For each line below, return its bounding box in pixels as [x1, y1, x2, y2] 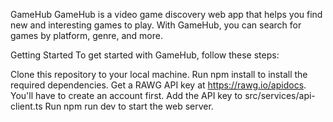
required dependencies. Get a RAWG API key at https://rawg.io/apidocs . [10, 79, 307, 91]
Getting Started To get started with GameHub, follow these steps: [10, 49, 280, 61]
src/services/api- [244, 90, 316, 101]
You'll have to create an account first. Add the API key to [10, 90, 243, 101]
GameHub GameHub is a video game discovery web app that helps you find [10, 9, 323, 20]
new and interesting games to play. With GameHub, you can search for [10, 19, 302, 31]
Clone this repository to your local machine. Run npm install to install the [10, 69, 308, 80]
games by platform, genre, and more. [10, 30, 163, 41]
